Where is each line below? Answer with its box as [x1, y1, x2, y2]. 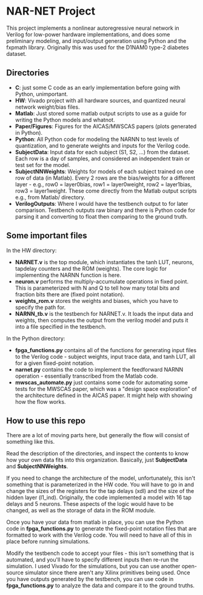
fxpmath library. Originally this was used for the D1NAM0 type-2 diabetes [6, 44, 189, 51]
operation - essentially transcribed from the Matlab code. [15, 372, 159, 379]
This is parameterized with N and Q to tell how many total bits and [15, 284, 180, 291]
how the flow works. [15, 398, 66, 405]
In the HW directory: [6, 246, 57, 254]
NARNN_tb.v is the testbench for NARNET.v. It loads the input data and [15, 310, 193, 317]
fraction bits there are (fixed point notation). [15, 290, 125, 298]
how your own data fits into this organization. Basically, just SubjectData [6, 457, 188, 464]
